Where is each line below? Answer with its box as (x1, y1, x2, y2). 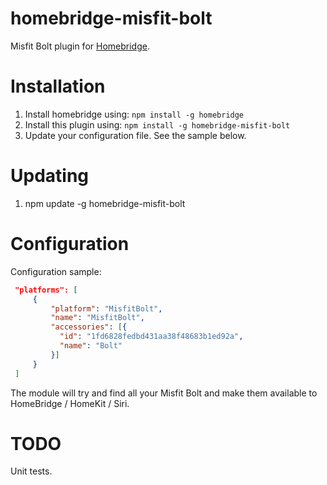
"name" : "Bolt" (59, 341, 123, 351)
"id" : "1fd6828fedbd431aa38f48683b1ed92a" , (59, 332, 244, 342)
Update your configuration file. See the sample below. (24, 129, 247, 141)
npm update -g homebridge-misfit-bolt (24, 197, 186, 209)
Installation (10, 75, 106, 98)
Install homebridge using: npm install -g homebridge (24, 108, 245, 120)
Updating (10, 165, 90, 187)
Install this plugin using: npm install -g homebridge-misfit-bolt (24, 118, 291, 131)
